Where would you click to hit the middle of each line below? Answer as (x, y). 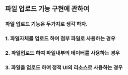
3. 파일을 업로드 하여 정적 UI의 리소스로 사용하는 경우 (64, 68)
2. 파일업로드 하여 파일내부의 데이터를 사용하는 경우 (63, 53)
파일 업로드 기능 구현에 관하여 (47, 9)
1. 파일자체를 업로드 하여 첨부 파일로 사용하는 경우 (60, 38)
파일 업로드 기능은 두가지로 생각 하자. (46, 24)
